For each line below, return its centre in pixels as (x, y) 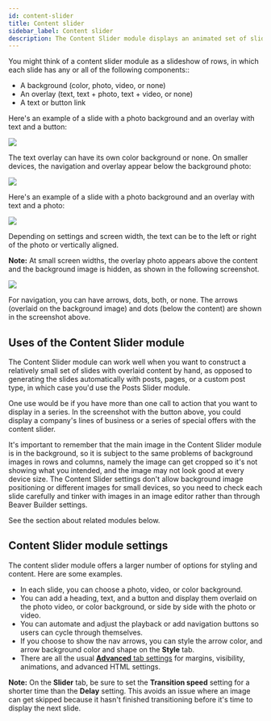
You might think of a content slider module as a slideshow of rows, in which (134, 61)
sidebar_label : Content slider (61, 31)
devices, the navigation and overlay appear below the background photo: (130, 166)
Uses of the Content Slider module (97, 343)
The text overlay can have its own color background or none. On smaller (128, 157)
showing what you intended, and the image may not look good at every (126, 471)
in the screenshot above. (50, 317)
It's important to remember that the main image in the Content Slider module (135, 445)
